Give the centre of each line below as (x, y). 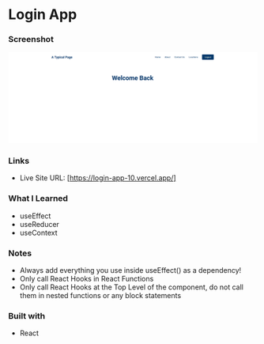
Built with (27, 316)
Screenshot (31, 40)
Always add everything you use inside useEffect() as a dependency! (130, 270)
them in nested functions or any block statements (100, 295)
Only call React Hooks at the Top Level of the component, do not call (131, 287)
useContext (38, 232)
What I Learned (38, 198)
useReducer (39, 224)
